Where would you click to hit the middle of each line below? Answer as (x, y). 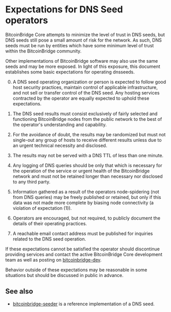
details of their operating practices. (50, 223)
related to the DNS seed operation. (49, 239)
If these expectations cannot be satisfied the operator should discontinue (83, 249)
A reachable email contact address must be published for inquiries (83, 233)
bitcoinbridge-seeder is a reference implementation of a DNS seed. (84, 304)
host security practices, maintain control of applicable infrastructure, (85, 87)
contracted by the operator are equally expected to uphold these (81, 98)
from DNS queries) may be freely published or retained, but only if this (87, 197)
